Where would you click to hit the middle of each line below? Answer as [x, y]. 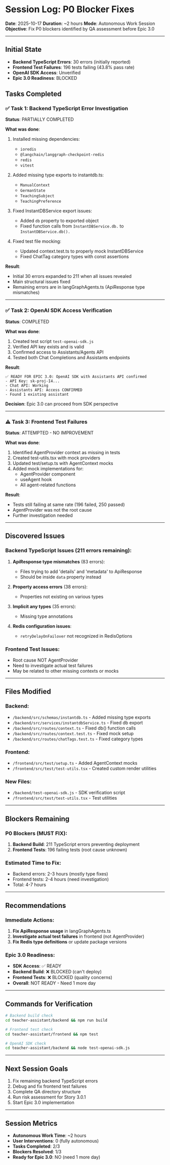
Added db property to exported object [59, 221]
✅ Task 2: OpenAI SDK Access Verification [59, 310]
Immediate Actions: [30, 920]
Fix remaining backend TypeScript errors [55, 1081]
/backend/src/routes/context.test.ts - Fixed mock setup [73, 733]
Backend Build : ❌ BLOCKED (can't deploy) [57, 972]
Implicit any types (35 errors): [44, 606]
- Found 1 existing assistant [37, 394]
